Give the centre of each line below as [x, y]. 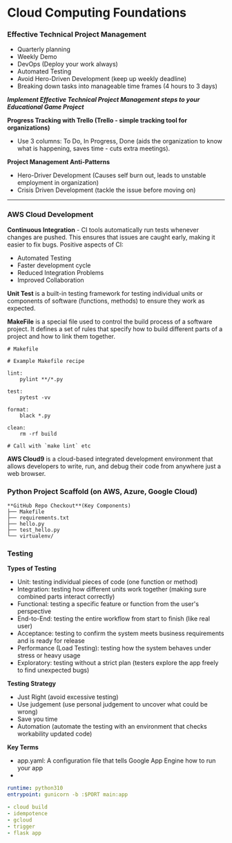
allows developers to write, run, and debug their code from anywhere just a [114, 466]
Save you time [37, 719]
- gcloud [20, 820]
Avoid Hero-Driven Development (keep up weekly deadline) [102, 79]
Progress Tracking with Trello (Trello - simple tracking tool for [97, 121]
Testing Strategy [32, 684]
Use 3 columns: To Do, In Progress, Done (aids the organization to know [119, 141]
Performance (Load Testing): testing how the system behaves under [114, 648]
